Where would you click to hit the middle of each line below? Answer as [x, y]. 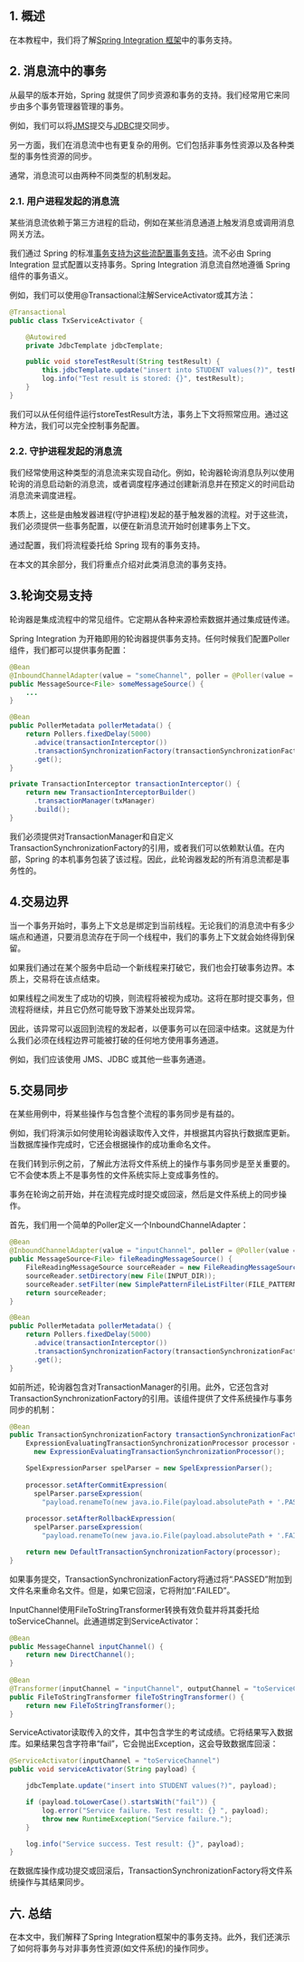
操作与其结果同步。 [52, 1882]
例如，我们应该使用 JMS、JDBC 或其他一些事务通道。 [110, 1059]
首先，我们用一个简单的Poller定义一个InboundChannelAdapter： [129, 1225]
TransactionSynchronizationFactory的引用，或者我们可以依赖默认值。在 [143, 847]
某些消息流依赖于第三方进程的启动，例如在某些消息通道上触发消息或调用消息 [152, 222]
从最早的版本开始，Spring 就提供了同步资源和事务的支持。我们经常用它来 [146, 94]
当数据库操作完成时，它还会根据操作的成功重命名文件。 [112, 1145]
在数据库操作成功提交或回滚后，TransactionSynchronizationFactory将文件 [147, 1870]
